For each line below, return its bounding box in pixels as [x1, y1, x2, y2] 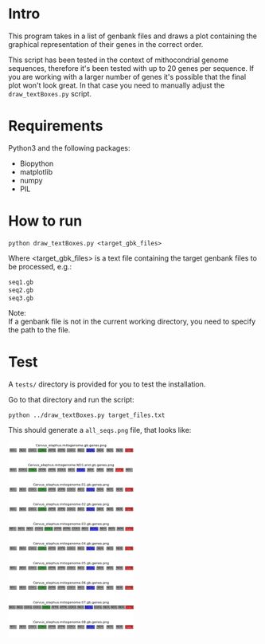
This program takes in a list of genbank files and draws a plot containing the [8, 31, 257, 41]
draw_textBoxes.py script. [8, 88, 92, 98]
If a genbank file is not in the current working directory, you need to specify [8, 316, 256, 326]
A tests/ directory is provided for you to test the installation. [8, 379, 206, 389]
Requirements [8, 117, 103, 135]
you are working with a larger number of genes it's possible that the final [8, 72, 247, 81]
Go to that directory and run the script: [8, 395, 134, 404]
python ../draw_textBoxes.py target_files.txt [8, 411, 166, 419]
